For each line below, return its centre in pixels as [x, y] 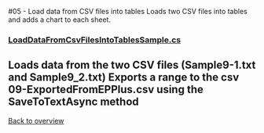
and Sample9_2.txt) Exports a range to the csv [124, 77]
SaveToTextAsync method [73, 102]
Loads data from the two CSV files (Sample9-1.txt [132, 65]
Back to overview [36, 120]
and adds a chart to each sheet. [60, 20]
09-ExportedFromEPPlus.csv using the [106, 90]
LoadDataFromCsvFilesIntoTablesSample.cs [95, 40]
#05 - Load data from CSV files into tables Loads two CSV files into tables [128, 11]
